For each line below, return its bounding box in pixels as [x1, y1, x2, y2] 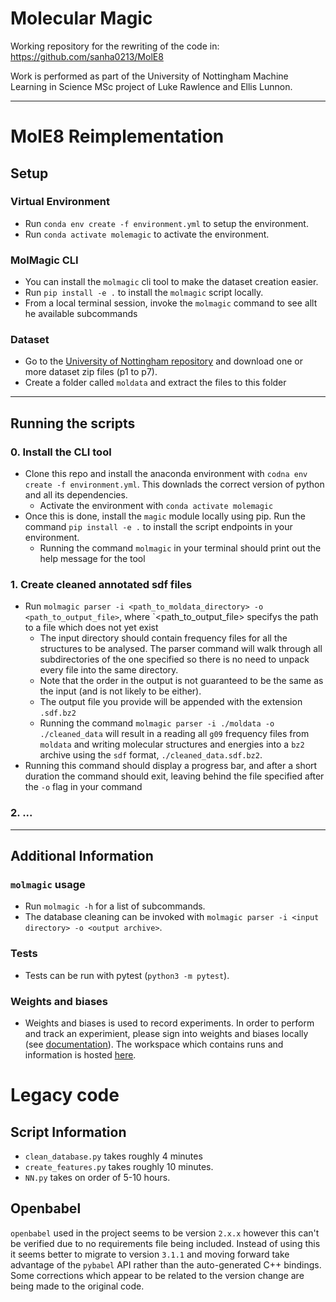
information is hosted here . [24, 1048, 137, 1061]
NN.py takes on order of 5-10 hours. [24, 1171, 171, 1183]
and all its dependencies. [24, 489, 128, 501]
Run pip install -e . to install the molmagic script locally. [24, 287, 264, 299]
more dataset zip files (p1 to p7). [24, 366, 158, 378]
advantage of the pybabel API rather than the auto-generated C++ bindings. [10, 1258, 322, 1271]
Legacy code [10, 1084, 120, 1107]
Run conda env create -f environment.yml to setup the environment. [24, 217, 309, 229]
